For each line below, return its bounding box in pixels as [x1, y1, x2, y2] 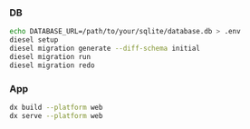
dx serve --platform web [9, 111, 103, 120]
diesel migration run [9, 52, 91, 61]
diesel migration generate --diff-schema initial [9, 44, 201, 54]
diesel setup [9, 35, 59, 45]
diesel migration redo [9, 61, 95, 70]
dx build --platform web [9, 103, 103, 112]
